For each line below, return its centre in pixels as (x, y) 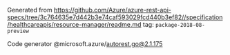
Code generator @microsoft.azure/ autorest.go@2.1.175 (85, 44)
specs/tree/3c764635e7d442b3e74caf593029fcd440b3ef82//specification (115, 17)
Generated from (30, 10)
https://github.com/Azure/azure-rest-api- (113, 10)
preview (18, 31)
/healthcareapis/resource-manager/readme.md (74, 24)
